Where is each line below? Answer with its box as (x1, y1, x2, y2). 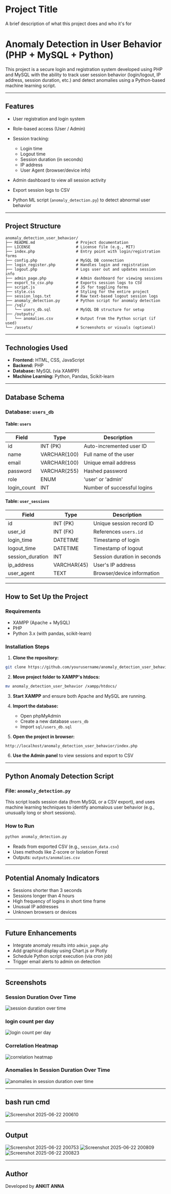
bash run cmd (5, 1098, 50, 1107)
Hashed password (83, 467, 127, 474)
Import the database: (12, 703, 59, 709)
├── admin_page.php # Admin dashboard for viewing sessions (5, 275, 163, 281)
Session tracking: (12, 135, 49, 142)
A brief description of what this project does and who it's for (5, 20, 132, 27)
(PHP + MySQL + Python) (5, 50, 113, 61)
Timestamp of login (93, 537, 140, 544)
